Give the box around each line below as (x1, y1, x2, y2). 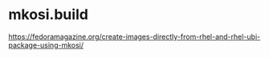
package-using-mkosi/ (8, 40, 84, 49)
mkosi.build (8, 6, 88, 24)
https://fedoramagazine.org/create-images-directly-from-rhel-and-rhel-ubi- (8, 32, 261, 41)
